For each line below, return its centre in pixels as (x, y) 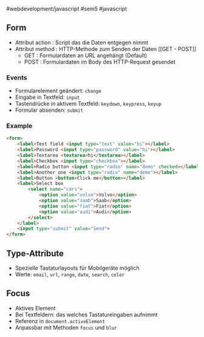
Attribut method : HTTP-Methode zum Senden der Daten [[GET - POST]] (106, 49)
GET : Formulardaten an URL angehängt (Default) (86, 55)
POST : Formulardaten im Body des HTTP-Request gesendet (100, 62)
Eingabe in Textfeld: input (47, 97)
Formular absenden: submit (49, 110)
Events (17, 77)
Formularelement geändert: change (58, 91)
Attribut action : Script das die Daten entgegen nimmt (82, 43)
